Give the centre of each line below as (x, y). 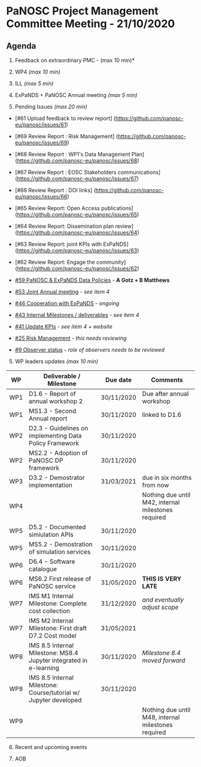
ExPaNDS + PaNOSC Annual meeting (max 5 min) (76, 95)
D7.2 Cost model (53, 635)
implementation (51, 485)
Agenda (21, 46)
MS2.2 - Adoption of (58, 453)
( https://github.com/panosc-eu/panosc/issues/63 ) (77, 250)
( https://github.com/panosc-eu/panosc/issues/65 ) (77, 215)
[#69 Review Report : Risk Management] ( (66, 136)
